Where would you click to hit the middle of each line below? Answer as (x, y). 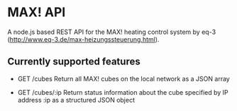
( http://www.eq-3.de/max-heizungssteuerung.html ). (83, 39)
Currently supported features (74, 62)
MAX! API (37, 12)
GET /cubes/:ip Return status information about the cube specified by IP (123, 92)
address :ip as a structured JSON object (76, 100)
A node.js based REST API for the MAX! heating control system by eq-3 (112, 32)
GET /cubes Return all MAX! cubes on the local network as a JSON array (124, 78)
